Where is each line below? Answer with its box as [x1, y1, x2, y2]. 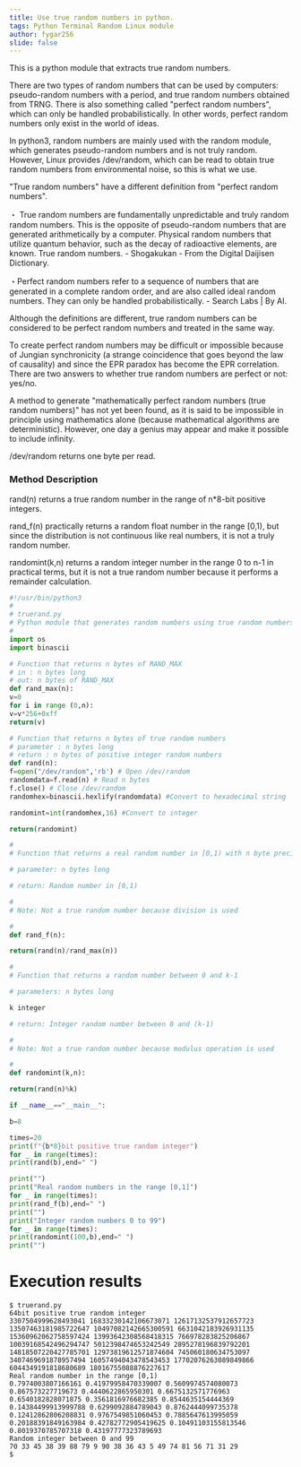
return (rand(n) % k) [9, 1085, 78, 1094]
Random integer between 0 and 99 [9, 1435, 134, 1444]
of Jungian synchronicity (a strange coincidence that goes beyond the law [9, 349, 284, 360]
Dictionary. [9, 257, 49, 269]
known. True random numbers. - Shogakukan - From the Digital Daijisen [9, 248, 275, 259]
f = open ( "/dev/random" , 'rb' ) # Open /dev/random [9, 767, 191, 776]
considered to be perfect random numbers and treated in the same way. [9, 323, 275, 333]
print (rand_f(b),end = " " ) [9, 1199, 106, 1208]
